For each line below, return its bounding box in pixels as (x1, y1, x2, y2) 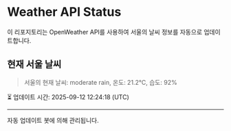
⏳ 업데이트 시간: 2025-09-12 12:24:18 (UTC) (7, 92, 129, 101)
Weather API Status (7, 4, 122, 20)
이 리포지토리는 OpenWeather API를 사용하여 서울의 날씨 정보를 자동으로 (7, 28, 203, 36)
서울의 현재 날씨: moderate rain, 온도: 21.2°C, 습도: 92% (23, 78, 177, 86)
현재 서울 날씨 (7, 59, 62, 70)
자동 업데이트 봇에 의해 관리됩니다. (7, 116, 99, 124)
